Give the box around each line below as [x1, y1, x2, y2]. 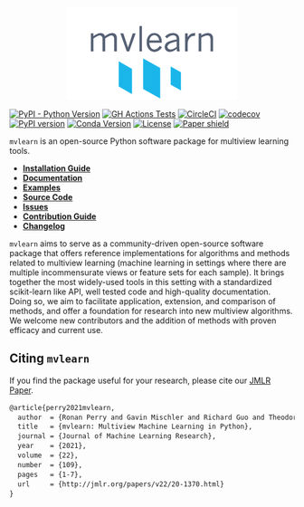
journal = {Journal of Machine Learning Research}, [17, 432, 217, 441]
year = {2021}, [17, 442, 88, 451]
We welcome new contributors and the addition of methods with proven [9, 315, 277, 326]
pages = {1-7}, [17, 470, 83, 479]
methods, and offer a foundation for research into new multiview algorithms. [9, 305, 293, 316]
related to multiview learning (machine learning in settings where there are [9, 257, 287, 268]
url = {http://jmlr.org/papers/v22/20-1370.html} [17, 479, 224, 489]
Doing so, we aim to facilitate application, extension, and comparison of [9, 295, 276, 306]
